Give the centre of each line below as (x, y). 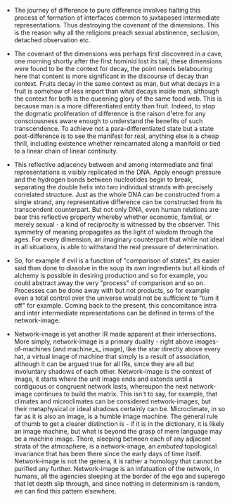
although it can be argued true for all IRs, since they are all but (104, 364)
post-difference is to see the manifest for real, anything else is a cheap (116, 136)
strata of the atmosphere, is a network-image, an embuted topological (115, 446)
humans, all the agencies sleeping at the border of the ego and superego (120, 476)
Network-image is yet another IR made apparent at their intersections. (115, 334)
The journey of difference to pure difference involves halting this (107, 10)
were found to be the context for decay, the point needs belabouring (113, 69)
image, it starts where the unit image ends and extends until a (103, 379)
